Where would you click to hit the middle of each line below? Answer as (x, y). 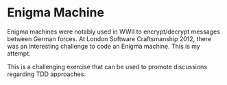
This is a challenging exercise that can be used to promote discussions (107, 66)
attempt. (19, 53)
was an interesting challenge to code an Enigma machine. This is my (104, 46)
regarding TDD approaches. (46, 74)
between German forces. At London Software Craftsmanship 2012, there (109, 38)
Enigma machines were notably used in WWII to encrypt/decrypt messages (114, 32)
